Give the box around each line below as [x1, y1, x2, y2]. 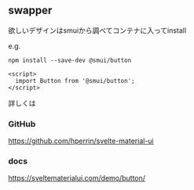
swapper [8, 4, 53, 17]
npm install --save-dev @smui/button [8, 56, 132, 64]
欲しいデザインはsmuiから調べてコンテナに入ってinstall [8, 25, 187, 35]
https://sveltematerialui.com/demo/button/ [8, 174, 146, 183]
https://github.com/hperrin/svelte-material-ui [8, 136, 155, 145]
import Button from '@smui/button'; [15, 77, 135, 84]
